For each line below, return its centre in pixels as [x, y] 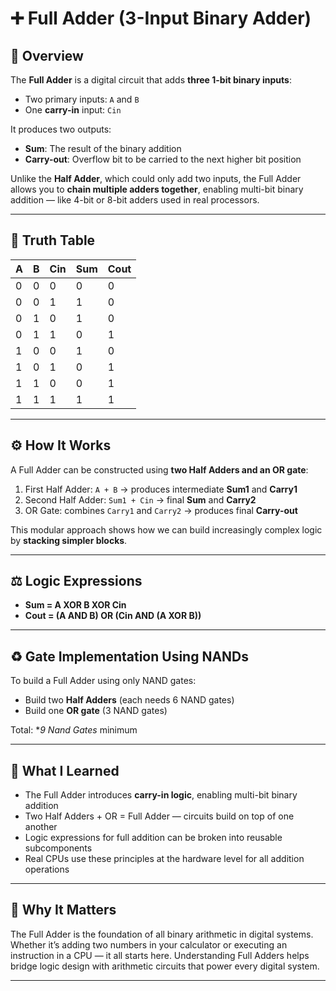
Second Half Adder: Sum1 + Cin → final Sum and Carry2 [140, 499]
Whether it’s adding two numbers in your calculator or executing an [149, 944]
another [41, 827]
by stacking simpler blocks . [69, 540]
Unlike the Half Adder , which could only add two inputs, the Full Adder [156, 178]
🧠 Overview [47, 55]
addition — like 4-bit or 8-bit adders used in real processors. [135, 200]
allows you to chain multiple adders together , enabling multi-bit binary [157, 189]
